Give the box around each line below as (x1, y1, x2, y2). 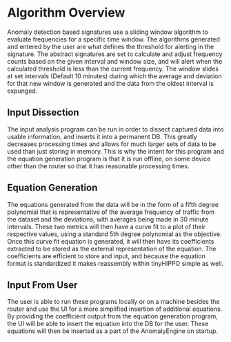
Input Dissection (7, 107, 79, 118)
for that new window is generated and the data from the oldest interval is (7, 79, 214, 87)
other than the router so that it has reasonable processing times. (7, 161, 190, 170)
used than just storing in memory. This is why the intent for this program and (7, 147, 224, 155)
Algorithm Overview (7, 5, 125, 21)
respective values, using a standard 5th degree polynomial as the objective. (7, 230, 222, 238)
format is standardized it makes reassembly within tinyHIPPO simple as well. (7, 259, 224, 267)
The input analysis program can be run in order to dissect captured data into (7, 125, 224, 133)
